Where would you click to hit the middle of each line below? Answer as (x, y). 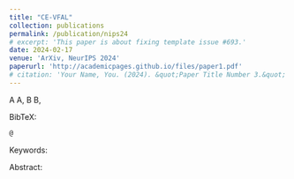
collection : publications (57, 26)
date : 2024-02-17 (41, 50)
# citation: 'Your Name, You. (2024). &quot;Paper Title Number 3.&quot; (148, 75)
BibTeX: (23, 116)
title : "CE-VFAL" (41, 17)
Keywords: (29, 150)
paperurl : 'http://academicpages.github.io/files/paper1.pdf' (126, 67)
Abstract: (26, 167)
